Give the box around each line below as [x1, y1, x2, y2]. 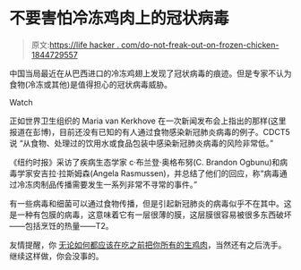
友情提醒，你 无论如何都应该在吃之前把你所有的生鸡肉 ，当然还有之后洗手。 [9, 239, 287, 250]
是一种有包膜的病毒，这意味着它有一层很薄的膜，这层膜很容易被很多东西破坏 [9, 209, 292, 220]
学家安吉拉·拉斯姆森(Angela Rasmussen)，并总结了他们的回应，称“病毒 [16, 167, 280, 179]
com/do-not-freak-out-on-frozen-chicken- [120, 39, 279, 50]
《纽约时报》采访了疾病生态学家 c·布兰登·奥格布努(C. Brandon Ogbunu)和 [9, 156, 280, 167]
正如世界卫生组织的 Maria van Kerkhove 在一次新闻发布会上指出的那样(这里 [9, 115, 287, 126]
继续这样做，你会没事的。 [9, 250, 104, 261]
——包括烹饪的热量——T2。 [9, 220, 114, 231]
